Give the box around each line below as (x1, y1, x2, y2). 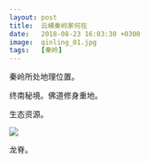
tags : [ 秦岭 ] (9, 46, 63, 55)
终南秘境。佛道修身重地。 (9, 90, 103, 101)
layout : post (9, 12, 58, 22)
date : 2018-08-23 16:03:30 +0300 (9, 29, 141, 38)
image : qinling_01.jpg (9, 37, 98, 47)
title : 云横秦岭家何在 (9, 21, 88, 30)
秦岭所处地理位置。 (9, 72, 80, 82)
